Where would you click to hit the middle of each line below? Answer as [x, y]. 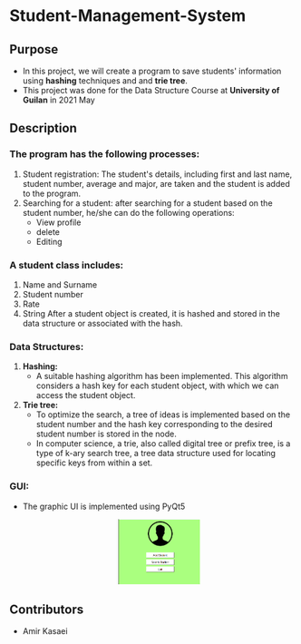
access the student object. [86, 395]
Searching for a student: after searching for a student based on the [148, 203]
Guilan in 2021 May [58, 100]
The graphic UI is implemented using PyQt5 [104, 506]
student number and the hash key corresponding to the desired [155, 424]
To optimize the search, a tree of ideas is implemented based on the [163, 415]
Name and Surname [60, 284]
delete [48, 231]
